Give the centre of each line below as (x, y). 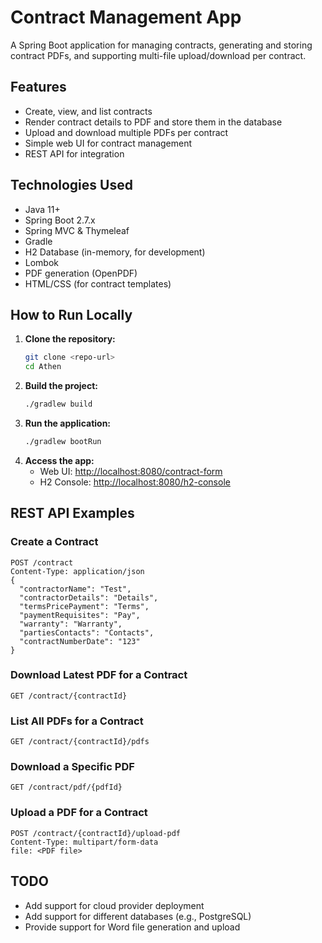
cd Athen (43, 367)
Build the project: (61, 386)
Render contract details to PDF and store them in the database (153, 122)
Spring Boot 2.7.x (60, 220)
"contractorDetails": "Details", (89, 597)
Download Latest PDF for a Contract (99, 675)
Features (38, 87)
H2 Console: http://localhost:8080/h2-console (135, 482)
